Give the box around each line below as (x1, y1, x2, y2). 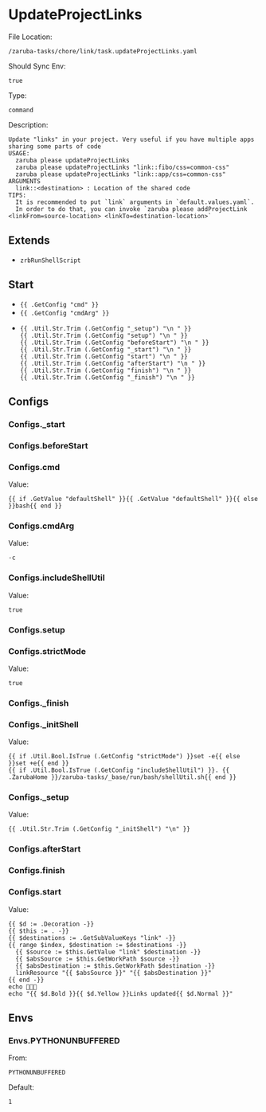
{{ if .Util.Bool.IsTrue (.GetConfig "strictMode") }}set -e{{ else (8, 753, 241, 761)
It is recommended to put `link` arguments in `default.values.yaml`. (15, 198, 255, 206)
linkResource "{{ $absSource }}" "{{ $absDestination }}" (15, 969, 213, 977)
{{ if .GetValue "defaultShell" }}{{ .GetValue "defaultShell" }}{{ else (8, 495, 259, 503)
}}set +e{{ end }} (8, 759, 69, 768)
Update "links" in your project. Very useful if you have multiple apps (8, 135, 255, 143)
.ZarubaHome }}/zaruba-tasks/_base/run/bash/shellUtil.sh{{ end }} (8, 773, 237, 781)
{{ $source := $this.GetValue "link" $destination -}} (15, 948, 201, 956)
